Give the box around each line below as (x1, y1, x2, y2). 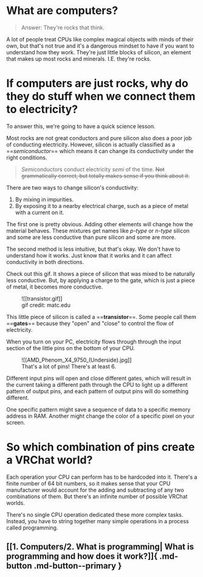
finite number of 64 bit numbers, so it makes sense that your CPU (6, 479, 171, 487)
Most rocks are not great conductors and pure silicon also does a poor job (6, 134, 192, 142)
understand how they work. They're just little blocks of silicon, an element (6, 48, 191, 56)
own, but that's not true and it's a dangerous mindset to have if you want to (6, 42, 194, 49)
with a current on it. (15, 209, 64, 216)
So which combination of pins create (6, 440, 195, 454)
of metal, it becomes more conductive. (6, 283, 103, 290)
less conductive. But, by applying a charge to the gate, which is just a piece (6, 276, 196, 284)
